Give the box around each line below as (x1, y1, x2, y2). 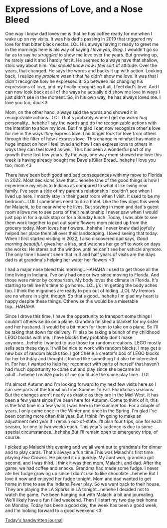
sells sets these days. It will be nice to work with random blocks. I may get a (5, 345, 161, 351)
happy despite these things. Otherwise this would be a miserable (5, 298, 139, 304)
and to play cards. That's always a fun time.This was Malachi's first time (5, 449, 153, 455)
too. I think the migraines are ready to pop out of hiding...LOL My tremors (5, 287, 156, 293)
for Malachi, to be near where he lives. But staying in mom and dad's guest (5, 204, 159, 210)
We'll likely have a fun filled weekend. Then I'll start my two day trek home (5, 497, 158, 503)
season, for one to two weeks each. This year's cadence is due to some (5, 423, 153, 430)
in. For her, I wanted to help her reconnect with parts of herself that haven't (5, 361, 160, 367)
